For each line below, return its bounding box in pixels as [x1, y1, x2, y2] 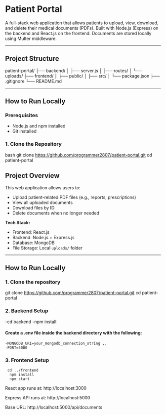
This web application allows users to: [5, 184, 81, 191]
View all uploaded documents [12, 199, 73, 206]
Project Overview [5, 171, 60, 180]
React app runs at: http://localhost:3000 [5, 385, 87, 391]
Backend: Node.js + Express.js [12, 234, 75, 240]
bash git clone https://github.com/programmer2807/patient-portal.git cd [5, 152, 152, 158]
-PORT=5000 [5, 345, 28, 350]
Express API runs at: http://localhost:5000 [5, 395, 90, 401]
